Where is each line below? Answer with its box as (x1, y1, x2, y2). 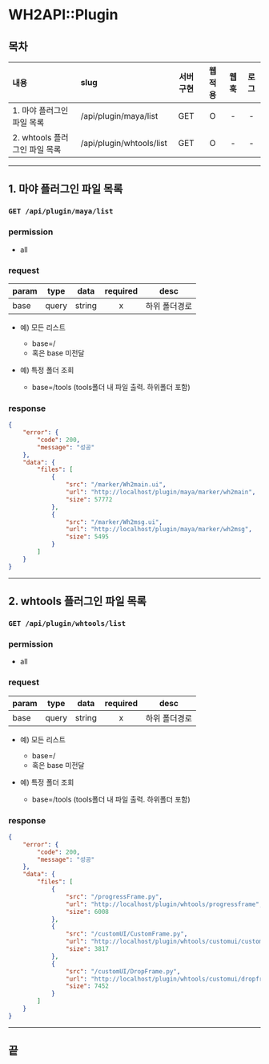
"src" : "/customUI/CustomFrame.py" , (65, 930, 188, 938)
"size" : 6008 (65, 908, 110, 916)
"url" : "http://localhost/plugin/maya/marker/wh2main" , (65, 488, 256, 497)
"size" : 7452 (65, 982, 110, 990)
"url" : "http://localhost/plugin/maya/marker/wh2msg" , (65, 526, 252, 534)
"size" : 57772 (65, 495, 113, 503)
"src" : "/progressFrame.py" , (65, 892, 163, 900)
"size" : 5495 (65, 533, 110, 541)
